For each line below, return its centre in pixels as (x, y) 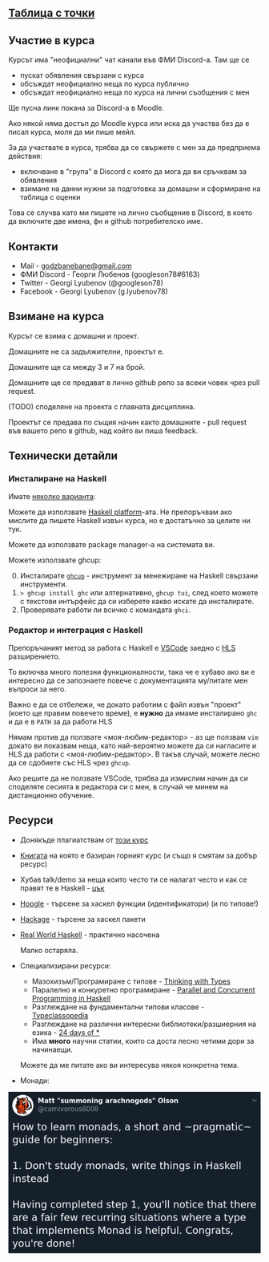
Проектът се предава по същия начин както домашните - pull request (127, 422)
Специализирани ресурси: (65, 965)
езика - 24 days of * (66, 1032)
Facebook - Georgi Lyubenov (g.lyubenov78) (94, 291)
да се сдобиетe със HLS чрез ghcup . (70, 762)
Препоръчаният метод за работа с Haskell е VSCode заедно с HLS (122, 647)
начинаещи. (52, 1049)
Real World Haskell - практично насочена (90, 935)
